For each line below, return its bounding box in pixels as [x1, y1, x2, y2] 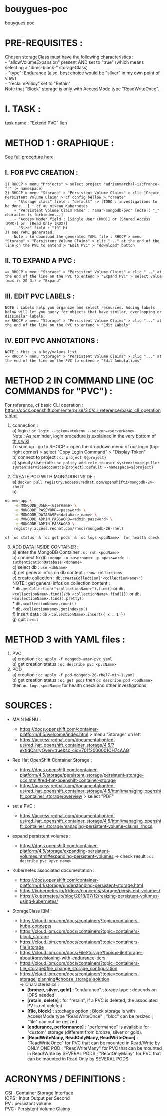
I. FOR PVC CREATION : [5, 168, 78, 177]
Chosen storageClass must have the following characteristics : [5, 54, 134, 60]
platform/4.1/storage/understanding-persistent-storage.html [19, 882, 143, 888]
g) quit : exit [12, 616, 39, 623]
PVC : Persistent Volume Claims [5, 1106, 71, 1112]
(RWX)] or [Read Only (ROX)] [5, 221, 68, 226]
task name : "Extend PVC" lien [5, 120, 67, 126]
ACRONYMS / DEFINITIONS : [5, 1073, 126, 1085]
